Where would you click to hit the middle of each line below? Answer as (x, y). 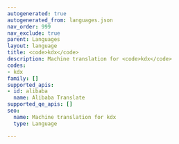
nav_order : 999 (29, 26)
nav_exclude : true (34, 33)
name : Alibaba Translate (49, 98)
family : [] (23, 78)
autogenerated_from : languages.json (60, 20)
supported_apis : (31, 85)
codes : (17, 65)
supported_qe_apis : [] (40, 104)
